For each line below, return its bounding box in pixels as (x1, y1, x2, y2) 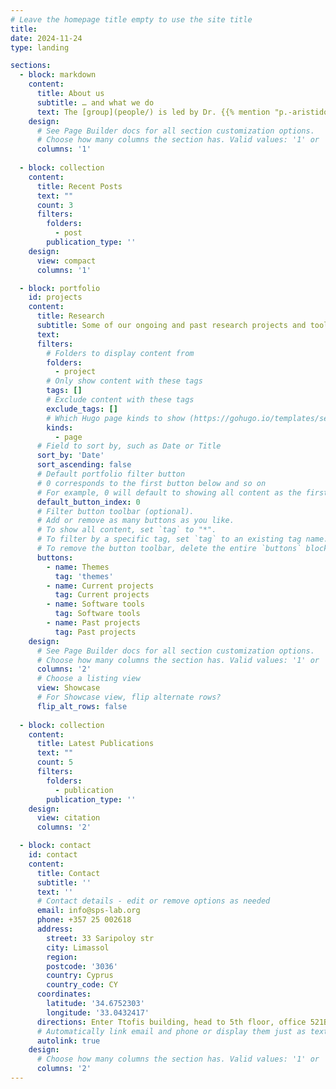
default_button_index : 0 (36, 497, 141, 507)
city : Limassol (46, 942, 110, 953)
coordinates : (36, 989, 92, 1000)
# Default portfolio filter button (36, 469, 186, 479)
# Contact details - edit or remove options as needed (36, 896, 271, 906)
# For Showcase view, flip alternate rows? (36, 692, 222, 702)
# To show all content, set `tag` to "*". (36, 525, 217, 535)
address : (36, 924, 74, 934)
